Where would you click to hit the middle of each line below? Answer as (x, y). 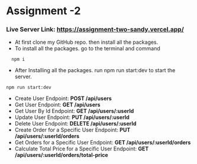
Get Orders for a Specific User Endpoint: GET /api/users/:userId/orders (103, 143)
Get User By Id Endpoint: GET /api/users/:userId (74, 111)
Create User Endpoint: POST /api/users (63, 98)
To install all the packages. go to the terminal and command (88, 49)
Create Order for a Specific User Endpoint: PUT (72, 130)
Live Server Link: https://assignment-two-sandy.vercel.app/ (95, 30)
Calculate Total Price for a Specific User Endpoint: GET (82, 149)
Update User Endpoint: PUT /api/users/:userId (72, 117)
